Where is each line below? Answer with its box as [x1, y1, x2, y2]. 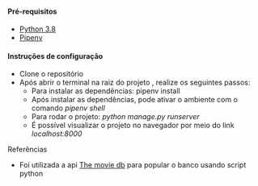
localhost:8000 [31, 129, 82, 138]
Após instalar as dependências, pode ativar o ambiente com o [31, 95, 238, 105]
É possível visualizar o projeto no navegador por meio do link [31, 121, 235, 130]
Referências [7, 145, 48, 155]
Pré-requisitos [7, 6, 57, 16]
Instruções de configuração [7, 51, 104, 60]
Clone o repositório [19, 69, 84, 79]
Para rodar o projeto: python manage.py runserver [31, 112, 200, 122]
